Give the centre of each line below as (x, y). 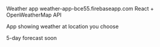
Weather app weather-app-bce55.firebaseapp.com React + (80, 9)
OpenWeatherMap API (34, 15)
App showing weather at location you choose (62, 26)
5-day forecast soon (32, 38)
